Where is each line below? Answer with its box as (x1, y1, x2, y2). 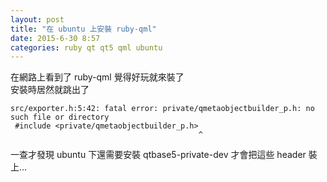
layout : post (10, 14, 65, 25)
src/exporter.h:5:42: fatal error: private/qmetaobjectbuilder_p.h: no (10, 104, 315, 114)
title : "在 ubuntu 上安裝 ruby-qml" (10, 24, 157, 34)
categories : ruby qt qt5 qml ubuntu (10, 42, 163, 53)
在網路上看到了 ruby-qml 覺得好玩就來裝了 (10, 71, 185, 83)
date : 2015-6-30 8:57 (10, 33, 101, 43)
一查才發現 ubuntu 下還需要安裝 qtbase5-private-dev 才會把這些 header (10, 149, 307, 161)
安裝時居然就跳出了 (10, 84, 90, 96)
